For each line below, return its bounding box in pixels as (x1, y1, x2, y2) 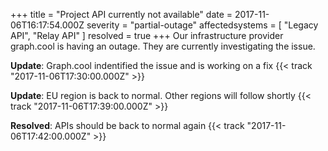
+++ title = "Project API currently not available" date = (10, 9, 233, 20)
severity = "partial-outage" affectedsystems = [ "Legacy (86, 19, 319, 31)
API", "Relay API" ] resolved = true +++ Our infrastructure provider (10, 30, 284, 41)
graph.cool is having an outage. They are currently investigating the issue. (10, 40, 316, 52)
